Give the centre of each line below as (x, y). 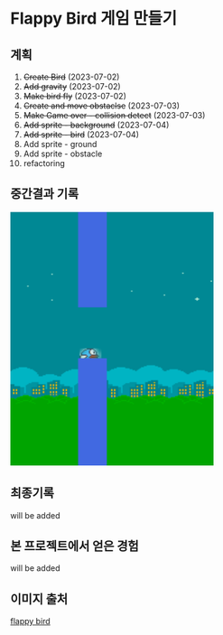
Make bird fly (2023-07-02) (75, 96)
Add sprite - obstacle (63, 154)
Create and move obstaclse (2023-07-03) (101, 106)
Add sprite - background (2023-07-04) (96, 125)
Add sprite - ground (60, 144)
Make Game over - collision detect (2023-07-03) (114, 115)
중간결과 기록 (45, 194)
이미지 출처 (39, 598)
